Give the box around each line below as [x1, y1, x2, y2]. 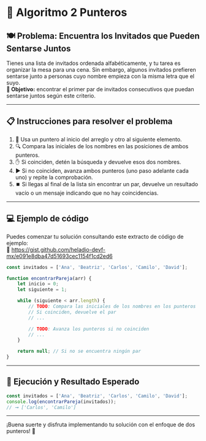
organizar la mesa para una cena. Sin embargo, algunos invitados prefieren [6, 66, 196, 73]
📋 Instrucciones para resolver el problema [6, 116, 173, 127]
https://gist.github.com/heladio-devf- [11, 246, 106, 253]
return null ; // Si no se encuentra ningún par [17, 349, 141, 355]
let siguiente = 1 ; [17, 287, 67, 293]
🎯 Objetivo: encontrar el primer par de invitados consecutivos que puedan [6, 86, 194, 92]
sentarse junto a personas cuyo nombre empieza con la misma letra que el [6, 73, 195, 80]
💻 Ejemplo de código [6, 214, 89, 224]
